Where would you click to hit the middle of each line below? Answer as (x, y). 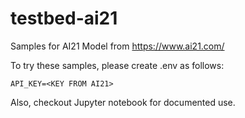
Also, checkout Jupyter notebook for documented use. (123, 102)
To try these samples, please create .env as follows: (117, 65)
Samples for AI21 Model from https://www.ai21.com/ (117, 46)
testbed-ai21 (64, 18)
